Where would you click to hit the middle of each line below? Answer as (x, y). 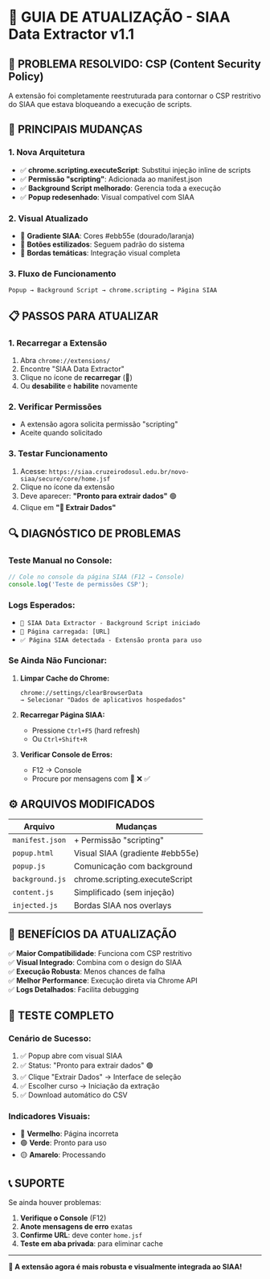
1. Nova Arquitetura (47, 153)
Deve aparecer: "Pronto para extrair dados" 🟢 (98, 496)
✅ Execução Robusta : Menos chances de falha (87, 971)
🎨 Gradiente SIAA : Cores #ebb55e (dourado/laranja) (107, 235)
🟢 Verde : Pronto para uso (63, 1143)
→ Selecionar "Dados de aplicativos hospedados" (103, 700)
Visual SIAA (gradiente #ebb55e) (136, 853)
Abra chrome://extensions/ (65, 360)
